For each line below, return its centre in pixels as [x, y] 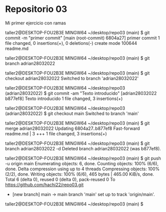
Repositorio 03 [36, 9]
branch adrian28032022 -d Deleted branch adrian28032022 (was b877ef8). [83, 148]
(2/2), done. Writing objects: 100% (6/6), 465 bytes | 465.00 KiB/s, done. [80, 174]
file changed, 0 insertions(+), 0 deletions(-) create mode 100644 [71, 43]
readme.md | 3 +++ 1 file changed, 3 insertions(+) [56, 133]
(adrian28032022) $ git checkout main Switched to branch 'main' [72, 113]
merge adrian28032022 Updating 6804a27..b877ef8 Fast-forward [73, 128]
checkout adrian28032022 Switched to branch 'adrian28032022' [72, 78]
